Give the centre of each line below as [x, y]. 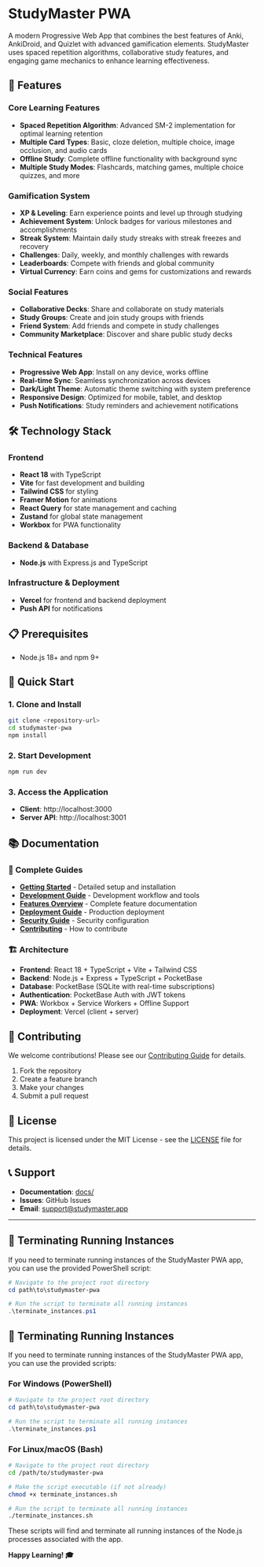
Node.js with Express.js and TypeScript [83, 562]
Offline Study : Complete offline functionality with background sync [128, 158]
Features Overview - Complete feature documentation [108, 904]
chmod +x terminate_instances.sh [63, 1494]
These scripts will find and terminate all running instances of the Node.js [125, 1531]
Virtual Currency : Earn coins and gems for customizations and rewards [136, 271]
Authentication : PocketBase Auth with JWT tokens [103, 995]
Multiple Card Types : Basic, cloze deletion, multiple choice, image [127, 142]
